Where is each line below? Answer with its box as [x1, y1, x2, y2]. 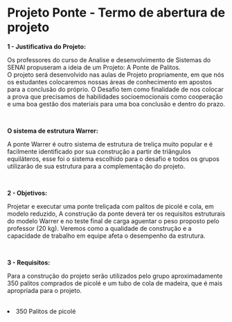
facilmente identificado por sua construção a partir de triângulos [7, 147, 192, 155]
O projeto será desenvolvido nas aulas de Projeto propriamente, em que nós [7, 70, 224, 79]
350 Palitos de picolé [16, 307, 76, 315]
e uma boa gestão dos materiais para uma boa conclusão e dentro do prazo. [7, 100, 226, 108]
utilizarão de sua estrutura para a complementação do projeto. [7, 162, 186, 170]
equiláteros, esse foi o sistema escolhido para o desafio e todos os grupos [7, 154, 220, 163]
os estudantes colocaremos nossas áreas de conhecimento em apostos [7, 77, 213, 86]
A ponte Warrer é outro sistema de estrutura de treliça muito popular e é [7, 140, 213, 148]
